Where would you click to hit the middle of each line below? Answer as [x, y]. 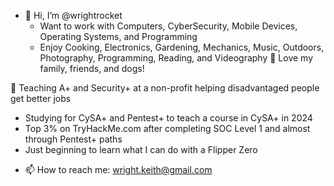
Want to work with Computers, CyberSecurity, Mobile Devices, [168, 26]
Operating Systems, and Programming [118, 36]
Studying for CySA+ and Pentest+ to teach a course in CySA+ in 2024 [168, 118]
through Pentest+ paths [73, 139]
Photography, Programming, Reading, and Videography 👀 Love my [176, 58]
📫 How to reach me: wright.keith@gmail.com [118, 169]
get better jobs [41, 98]
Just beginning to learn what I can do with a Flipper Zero [141, 149]
